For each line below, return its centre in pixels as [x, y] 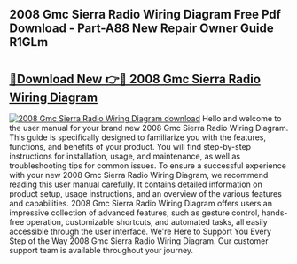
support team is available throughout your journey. [101, 250]
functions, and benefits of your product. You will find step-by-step [130, 147]
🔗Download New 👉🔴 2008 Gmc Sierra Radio [135, 79]
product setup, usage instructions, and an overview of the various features [145, 194]
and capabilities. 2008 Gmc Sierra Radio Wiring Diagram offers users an [141, 203]
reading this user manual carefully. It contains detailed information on [136, 184]
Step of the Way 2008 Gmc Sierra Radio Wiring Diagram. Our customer [139, 241]
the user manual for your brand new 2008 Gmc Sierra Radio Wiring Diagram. [149, 128]
